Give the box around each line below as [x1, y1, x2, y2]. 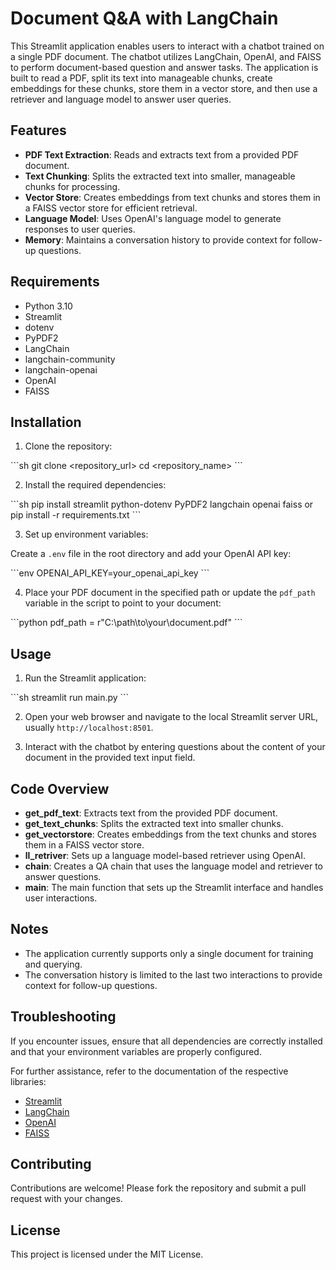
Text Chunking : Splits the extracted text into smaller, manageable [24, 170, 296, 182]
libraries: [10, 1075, 47, 1087]
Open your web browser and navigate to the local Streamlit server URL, [24, 711, 319, 723]
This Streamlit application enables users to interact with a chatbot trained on [10, 40, 325, 52]
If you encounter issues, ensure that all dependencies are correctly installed [10, 1035, 323, 1047]
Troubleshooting [10, 1008, 117, 1026]
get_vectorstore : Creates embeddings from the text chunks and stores [24, 828, 317, 840]
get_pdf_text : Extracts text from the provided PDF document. [24, 807, 278, 819]
